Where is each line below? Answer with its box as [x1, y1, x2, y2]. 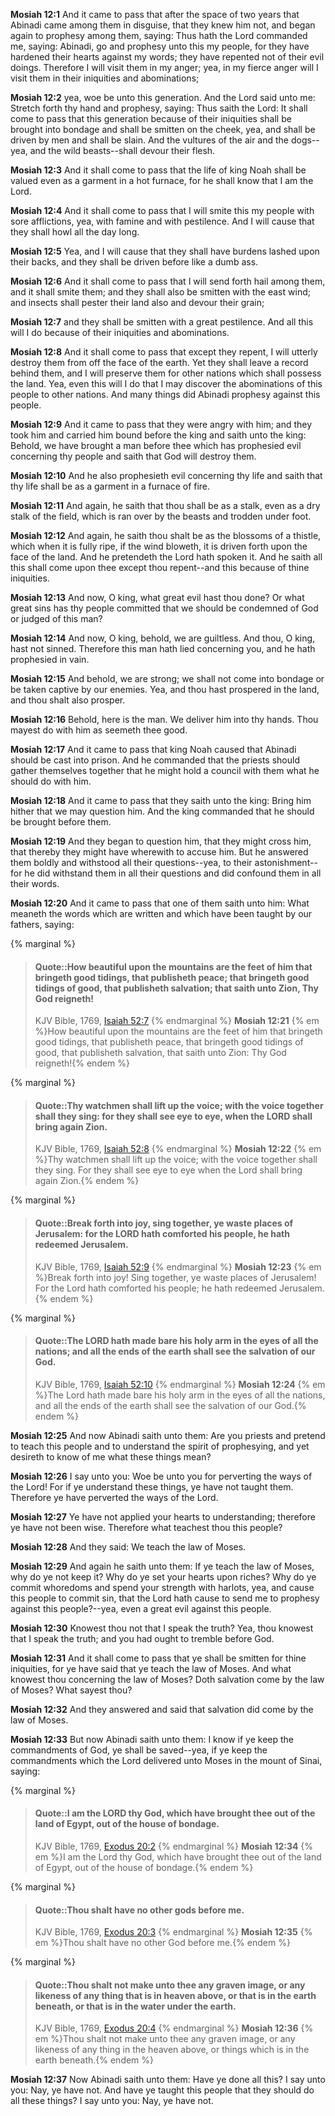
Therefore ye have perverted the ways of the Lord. [10, 1491, 219, 1503]
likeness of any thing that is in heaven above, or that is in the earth [34, 1989, 317, 2001]
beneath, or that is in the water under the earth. [34, 2000, 237, 2012]
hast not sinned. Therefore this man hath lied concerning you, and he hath [10, 643, 316, 654]
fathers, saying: [10, 919, 75, 930]
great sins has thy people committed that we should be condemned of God [10, 602, 319, 614]
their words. [10, 878, 60, 889]
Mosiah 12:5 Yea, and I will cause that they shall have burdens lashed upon [10, 245, 320, 257]
